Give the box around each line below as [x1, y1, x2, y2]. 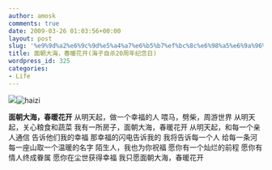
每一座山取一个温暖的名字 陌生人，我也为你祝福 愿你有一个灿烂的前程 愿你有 [8, 142, 263, 152]
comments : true [8, 19, 60, 28]
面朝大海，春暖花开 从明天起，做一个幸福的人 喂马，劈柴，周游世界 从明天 [8, 112, 256, 121]
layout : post [8, 34, 53, 43]
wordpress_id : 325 [8, 57, 70, 66]
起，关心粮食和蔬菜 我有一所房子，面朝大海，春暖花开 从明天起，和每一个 [8, 122, 253, 132]
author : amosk [8, 11, 57, 20]
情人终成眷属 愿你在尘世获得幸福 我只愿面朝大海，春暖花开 [8, 152, 204, 162]
